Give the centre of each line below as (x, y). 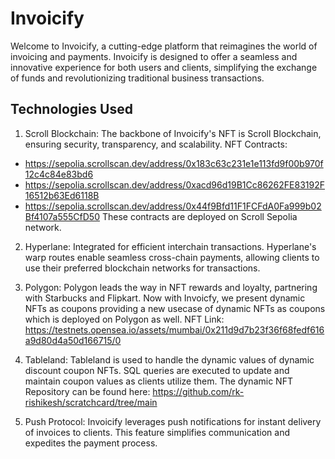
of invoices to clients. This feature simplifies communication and (157, 432)
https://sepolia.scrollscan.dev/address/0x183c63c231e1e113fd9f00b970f (174, 163)
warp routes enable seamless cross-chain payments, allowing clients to (172, 257)
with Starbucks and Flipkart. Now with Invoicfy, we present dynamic (165, 298)
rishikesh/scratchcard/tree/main (91, 402)
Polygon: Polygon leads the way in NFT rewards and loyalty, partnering (171, 287)
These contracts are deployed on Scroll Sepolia (199, 216)
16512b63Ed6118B (62, 195)
